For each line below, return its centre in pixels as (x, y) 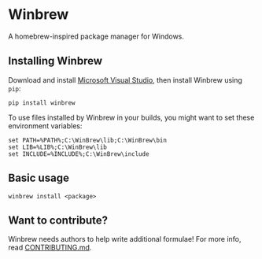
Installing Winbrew (55, 61)
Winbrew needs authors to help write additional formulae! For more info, (125, 239)
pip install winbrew (42, 103)
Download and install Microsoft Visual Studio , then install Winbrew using (125, 80)
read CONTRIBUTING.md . (50, 248)
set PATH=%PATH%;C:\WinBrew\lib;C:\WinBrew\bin (88, 140)
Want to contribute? (58, 220)
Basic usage (39, 178)
